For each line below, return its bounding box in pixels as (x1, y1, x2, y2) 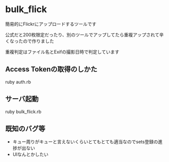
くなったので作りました (5, 38, 54, 44)
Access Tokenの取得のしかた (5, 65, 98, 74)
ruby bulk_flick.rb (5, 108, 41, 114)
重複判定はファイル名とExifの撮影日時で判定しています (5, 49, 120, 55)
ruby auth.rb (5, 78, 31, 85)
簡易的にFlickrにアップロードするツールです (5, 21, 97, 27)
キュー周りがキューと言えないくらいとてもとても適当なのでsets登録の (12, 139, 158, 145)
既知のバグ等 (5, 124, 46, 133)
